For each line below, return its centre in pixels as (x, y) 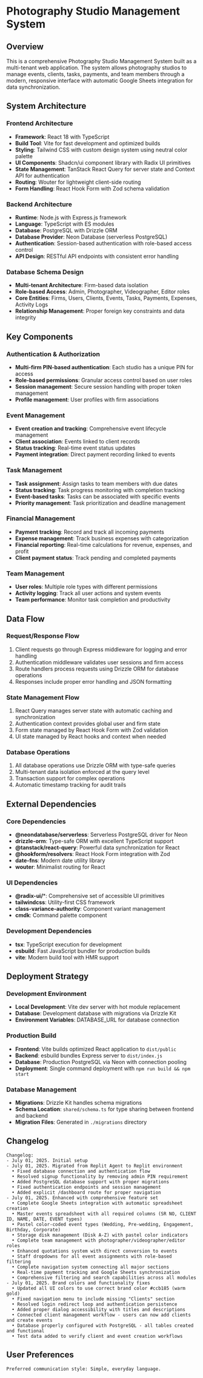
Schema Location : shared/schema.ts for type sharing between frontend (104, 1109)
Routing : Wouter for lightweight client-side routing (78, 182)
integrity (25, 318)
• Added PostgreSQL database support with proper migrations (91, 1181)
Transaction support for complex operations (70, 778)
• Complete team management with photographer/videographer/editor (99, 1240)
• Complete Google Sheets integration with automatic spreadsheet (97, 1203)
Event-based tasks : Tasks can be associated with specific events (97, 496)
